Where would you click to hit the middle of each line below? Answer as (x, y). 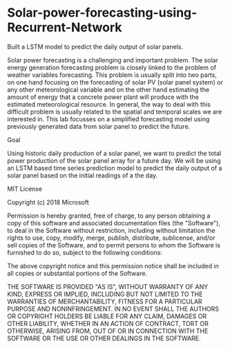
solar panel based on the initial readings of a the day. (83, 175)
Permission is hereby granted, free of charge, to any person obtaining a (109, 216)
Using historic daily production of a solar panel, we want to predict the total (114, 153)
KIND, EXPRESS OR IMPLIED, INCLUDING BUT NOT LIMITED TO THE (105, 294)
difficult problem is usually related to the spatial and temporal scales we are (115, 112)
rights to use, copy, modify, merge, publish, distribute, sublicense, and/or (111, 238)
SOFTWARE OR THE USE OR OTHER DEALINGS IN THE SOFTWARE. (104, 338)
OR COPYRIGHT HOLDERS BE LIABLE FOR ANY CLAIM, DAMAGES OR (107, 316)
